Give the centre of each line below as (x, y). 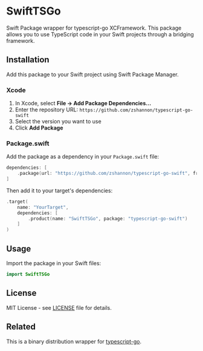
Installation (28, 60)
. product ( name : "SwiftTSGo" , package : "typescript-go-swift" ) (108, 218)
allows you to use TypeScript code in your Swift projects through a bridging (100, 34)
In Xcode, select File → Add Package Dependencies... (83, 103)
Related (21, 327)
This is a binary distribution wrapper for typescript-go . (74, 341)
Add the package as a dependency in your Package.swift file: (83, 157)
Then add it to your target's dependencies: (60, 190)
